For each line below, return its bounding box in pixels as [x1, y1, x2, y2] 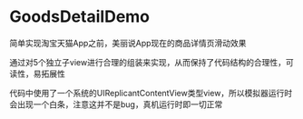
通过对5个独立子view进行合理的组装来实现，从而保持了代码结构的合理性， [9, 56, 286, 67]
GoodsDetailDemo [9, 6, 151, 27]
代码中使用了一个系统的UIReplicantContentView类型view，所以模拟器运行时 [9, 87, 293, 98]
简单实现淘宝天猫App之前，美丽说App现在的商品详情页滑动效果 [9, 37, 247, 48]
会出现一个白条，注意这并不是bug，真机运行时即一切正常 [9, 98, 223, 110]
